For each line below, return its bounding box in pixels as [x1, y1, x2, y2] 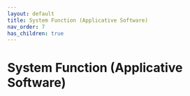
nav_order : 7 [7, 23, 45, 30]
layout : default [7, 10, 54, 18]
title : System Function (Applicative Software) [7, 17, 149, 24]
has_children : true [7, 29, 64, 37]
